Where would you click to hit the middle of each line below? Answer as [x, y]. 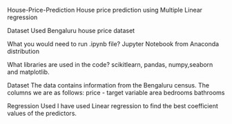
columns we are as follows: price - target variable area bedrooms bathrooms [116, 93]
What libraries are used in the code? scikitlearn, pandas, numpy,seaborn [110, 64]
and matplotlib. [28, 72]
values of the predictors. [42, 113]
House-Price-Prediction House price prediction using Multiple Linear [105, 10]
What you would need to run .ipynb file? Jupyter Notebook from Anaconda [113, 44]
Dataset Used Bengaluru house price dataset [71, 31]
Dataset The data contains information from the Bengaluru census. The [108, 85]
